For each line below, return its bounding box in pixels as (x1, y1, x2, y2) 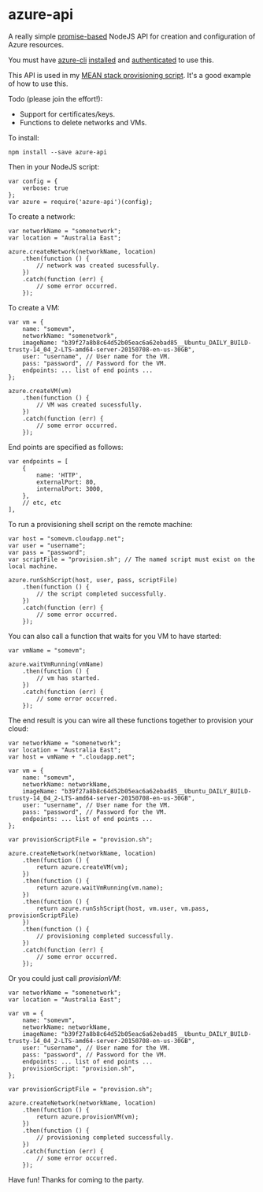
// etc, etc (22, 499, 61, 507)
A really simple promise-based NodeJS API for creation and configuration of (8, 32, 256, 41)
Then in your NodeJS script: (8, 162, 100, 171)
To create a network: (8, 211, 76, 221)
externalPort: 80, (36, 478, 97, 486)
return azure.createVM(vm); (36, 863, 128, 871)
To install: (8, 132, 39, 143)
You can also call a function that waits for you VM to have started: (8, 631, 222, 641)
